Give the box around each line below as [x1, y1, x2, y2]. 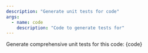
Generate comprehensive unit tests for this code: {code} [6, 41, 143, 48]
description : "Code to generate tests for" [16, 24, 125, 31]
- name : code [11, 19, 43, 25]
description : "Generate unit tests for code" [6, 8, 119, 15]
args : [6, 14, 19, 20]
